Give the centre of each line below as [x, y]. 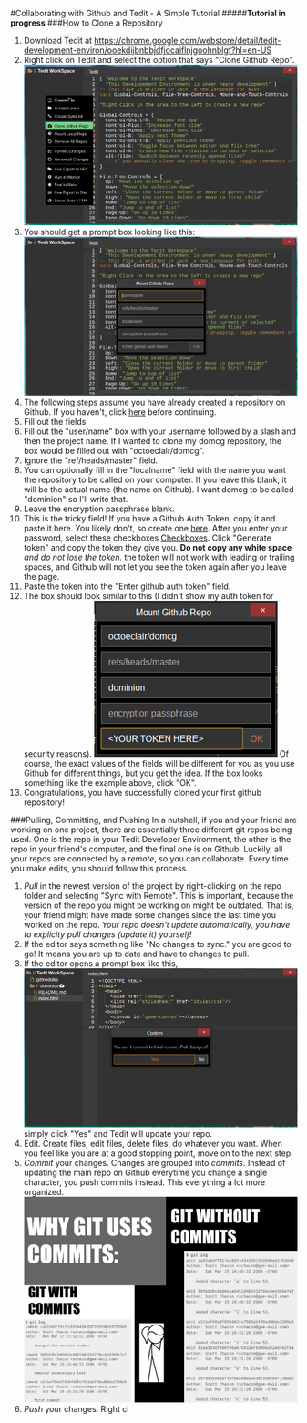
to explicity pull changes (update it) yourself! [107, 934]
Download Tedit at [58, 41]
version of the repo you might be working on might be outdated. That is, [159, 905]
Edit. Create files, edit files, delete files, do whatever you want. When [153, 1144]
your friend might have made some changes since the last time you [150, 914]
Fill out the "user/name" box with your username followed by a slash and [160, 431]
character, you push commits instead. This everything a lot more [144, 1182]
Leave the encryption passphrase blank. [99, 509]
